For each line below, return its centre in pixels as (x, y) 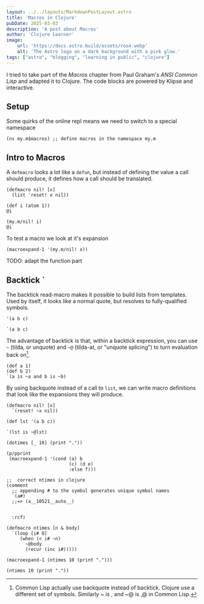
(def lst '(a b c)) (31, 421)
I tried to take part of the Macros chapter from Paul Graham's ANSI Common (102, 74)
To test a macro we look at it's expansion (57, 239)
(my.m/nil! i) (24, 222)
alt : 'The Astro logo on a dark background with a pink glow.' (99, 52)
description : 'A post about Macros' (53, 29)
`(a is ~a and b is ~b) (36, 376)
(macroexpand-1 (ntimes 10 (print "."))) (59, 560)
